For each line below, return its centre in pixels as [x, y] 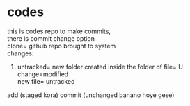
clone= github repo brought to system [62, 46]
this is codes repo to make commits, [59, 31]
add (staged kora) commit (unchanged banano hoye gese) [91, 95]
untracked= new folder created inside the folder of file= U [100, 67]
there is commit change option [51, 38]
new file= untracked [46, 81]
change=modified [43, 74]
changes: [21, 53]
